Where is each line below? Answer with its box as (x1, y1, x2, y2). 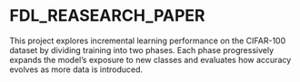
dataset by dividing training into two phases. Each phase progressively (9, 44, 275, 55)
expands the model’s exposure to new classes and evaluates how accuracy (9, 54, 292, 65)
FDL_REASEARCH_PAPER (9, 5, 205, 26)
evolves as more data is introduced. (9, 64, 144, 75)
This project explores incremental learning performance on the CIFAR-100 (9, 35, 286, 46)
